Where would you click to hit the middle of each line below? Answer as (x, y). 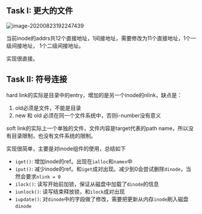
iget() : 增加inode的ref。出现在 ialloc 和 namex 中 (74, 161)
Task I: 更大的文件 (40, 11)
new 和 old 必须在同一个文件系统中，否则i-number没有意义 (88, 115)
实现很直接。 (22, 58)
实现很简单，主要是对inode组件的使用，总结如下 (66, 148)
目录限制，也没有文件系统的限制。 (54, 136)
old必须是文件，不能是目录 (48, 108)
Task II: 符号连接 (37, 79)
